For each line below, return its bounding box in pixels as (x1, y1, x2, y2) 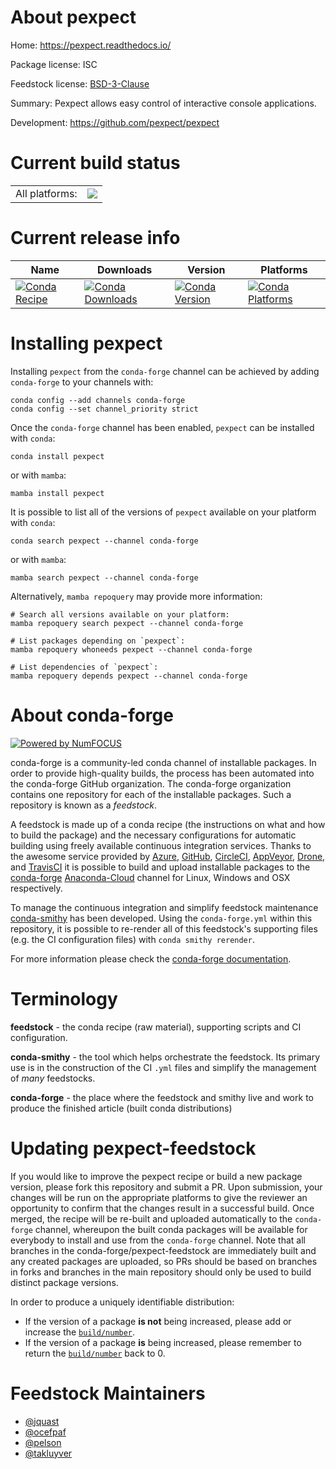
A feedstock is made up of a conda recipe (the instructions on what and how (10, 818, 326, 830)
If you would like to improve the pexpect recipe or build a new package (10, 1170, 303, 1182)
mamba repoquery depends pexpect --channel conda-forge (10, 671, 248, 681)
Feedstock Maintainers (10, 1382, 206, 1405)
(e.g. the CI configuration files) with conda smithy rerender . (10, 933, 255, 945)
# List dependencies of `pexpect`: (10, 662, 159, 672)
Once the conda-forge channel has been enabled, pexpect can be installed (10, 421, 315, 433)
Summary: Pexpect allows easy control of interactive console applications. (10, 97, 317, 109)
